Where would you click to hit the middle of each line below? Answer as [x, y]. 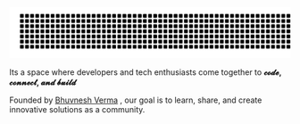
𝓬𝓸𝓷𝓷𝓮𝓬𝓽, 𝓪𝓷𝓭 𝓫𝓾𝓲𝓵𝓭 [43, 82]
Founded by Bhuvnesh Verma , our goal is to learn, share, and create [136, 100]
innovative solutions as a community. [77, 109]
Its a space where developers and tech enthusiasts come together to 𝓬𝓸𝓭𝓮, [146, 72]
